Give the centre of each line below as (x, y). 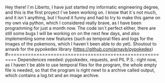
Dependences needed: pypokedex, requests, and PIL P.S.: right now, (87, 60)
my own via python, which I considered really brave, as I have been (73, 23)
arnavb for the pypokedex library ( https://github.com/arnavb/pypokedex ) (79, 49)
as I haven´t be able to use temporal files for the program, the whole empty (81, 65)
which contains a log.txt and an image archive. (52, 75)
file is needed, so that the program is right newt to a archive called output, (80, 70)
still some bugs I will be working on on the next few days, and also (72, 33)
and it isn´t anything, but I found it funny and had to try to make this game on (83, 18)
